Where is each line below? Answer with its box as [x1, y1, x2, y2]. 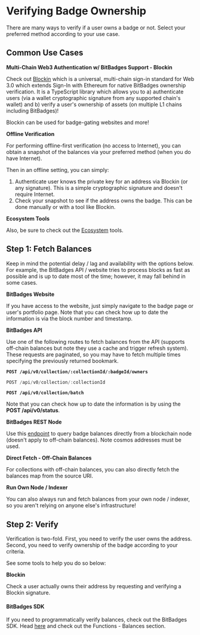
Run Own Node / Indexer [6, 484, 68, 491]
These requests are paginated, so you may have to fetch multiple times [6, 350, 181, 358]
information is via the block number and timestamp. [6, 315, 133, 322]
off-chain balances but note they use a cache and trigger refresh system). [6, 344, 189, 352]
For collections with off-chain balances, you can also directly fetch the [6, 466, 179, 473]
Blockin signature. [6, 589, 51, 597]
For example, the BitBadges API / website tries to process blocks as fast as [6, 266, 190, 273]
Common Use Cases [6, 48, 84, 58]
